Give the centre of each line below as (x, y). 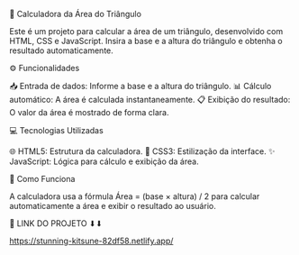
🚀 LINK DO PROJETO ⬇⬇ (56, 223)
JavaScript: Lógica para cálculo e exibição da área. (104, 161)
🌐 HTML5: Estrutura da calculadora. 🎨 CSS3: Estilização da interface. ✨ (142, 151)
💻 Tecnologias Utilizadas (56, 130)
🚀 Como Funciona (42, 179)
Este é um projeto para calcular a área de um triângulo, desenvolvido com (146, 31)
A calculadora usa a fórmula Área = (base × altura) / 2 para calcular (135, 196)
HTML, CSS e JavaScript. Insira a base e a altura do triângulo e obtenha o (146, 41)
